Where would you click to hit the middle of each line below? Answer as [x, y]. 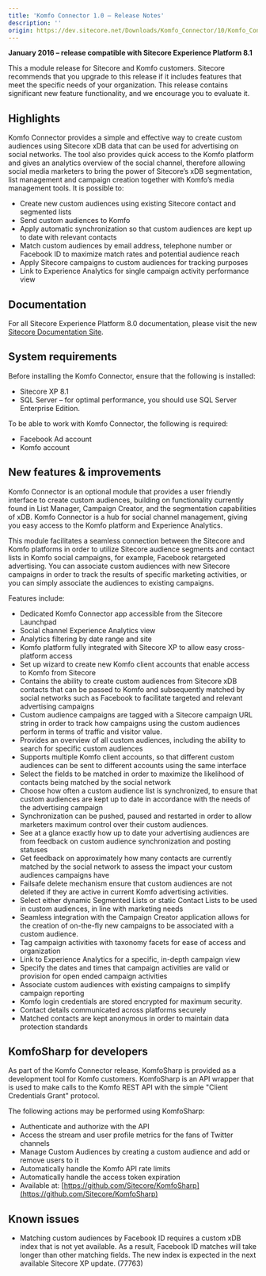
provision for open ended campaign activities [93, 976]
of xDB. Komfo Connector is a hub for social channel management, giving [128, 517]
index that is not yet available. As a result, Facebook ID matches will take [138, 1247]
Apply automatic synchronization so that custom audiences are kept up [136, 229]
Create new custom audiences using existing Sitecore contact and [127, 204]
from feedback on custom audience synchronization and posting [125, 841]
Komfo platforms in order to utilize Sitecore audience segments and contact [131, 549]
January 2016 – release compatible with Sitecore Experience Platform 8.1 [131, 53]
